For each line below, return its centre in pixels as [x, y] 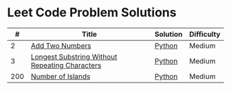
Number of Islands [60, 76]
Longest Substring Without [74, 57]
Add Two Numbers [61, 46]
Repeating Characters [66, 65]
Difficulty [205, 34]
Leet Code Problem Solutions [92, 13]
